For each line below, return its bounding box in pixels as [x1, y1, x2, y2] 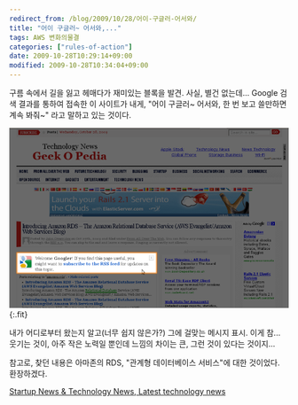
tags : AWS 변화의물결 [9, 33, 80, 42]
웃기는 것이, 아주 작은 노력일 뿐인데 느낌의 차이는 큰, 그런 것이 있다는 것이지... [9, 339, 276, 349]
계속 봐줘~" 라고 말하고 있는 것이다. [9, 110, 131, 120]
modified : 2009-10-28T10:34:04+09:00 [9, 61, 149, 70]
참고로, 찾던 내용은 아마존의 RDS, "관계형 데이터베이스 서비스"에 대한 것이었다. [9, 357, 280, 368]
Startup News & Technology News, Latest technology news [9, 386, 226, 397]
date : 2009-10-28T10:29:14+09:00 [9, 51, 133, 61]
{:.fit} [9, 309, 28, 320]
